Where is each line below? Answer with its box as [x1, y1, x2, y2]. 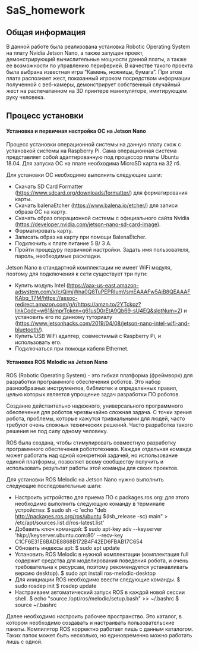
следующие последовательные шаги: [6, 482, 102, 489]
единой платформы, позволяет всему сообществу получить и [6, 458, 164, 465]
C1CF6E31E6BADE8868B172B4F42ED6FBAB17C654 [14, 538, 143, 545]
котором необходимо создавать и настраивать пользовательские [6, 619, 175, 626]
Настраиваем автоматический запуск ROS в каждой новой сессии [14, 589, 185, 596]
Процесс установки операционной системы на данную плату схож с [6, 140, 181, 148]
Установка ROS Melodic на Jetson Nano [6, 358, 108, 366]
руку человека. [6, 93, 45, 101]
